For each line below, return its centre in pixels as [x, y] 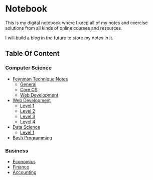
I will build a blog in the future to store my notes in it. [59, 38]
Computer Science [28, 68]
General [28, 84]
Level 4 [28, 122]
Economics [24, 161]
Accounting [24, 172]
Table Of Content [32, 54]
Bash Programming [32, 138]
